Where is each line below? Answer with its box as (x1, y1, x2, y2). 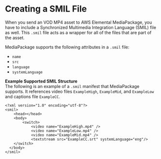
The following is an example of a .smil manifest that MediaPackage (5, 83, 140, 89)
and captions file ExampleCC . (5, 93, 60, 100)
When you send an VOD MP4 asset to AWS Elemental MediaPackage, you (5, 19, 152, 25)
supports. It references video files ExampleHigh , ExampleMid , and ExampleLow (5, 88, 154, 94)
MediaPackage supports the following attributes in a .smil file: (5, 44, 130, 50)
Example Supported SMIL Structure (5, 78, 78, 84)
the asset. (5, 35, 25, 41)
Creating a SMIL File (5, 3, 87, 14)
